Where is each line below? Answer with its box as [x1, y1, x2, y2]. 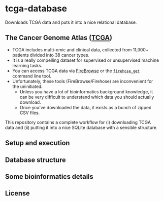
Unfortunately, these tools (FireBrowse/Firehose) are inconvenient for [12, 78, 154, 84]
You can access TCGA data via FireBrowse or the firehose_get [12, 68, 140, 74]
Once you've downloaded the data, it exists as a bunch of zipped [19, 104, 152, 110]
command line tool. [12, 73, 52, 79]
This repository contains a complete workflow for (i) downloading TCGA [5, 119, 151, 125]
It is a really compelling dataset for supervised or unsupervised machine [12, 57, 159, 63]
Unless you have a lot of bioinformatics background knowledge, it [19, 88, 153, 94]
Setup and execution [5, 139, 70, 147]
